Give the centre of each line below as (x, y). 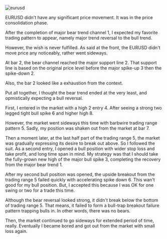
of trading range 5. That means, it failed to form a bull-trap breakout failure (82, 205)
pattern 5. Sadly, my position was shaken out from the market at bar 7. (77, 128)
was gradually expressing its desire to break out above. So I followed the (80, 143)
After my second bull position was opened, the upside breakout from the (80, 174)
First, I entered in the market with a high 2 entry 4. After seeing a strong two (83, 108)
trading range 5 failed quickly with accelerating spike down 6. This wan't (80, 180)
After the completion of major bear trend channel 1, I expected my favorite (81, 32)
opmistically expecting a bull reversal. (44, 98)
